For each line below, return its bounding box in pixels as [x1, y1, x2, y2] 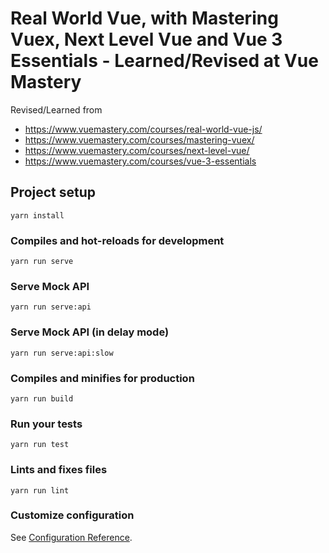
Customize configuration [10, 508, 135, 522]
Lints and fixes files [10, 463, 108, 477]
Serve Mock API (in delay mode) [10, 325, 170, 339]
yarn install [10, 210, 65, 221]
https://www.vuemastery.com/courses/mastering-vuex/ [24, 133, 255, 146]
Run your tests [10, 417, 83, 431]
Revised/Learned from [10, 103, 103, 116]
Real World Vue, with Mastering [10, 7, 279, 30]
